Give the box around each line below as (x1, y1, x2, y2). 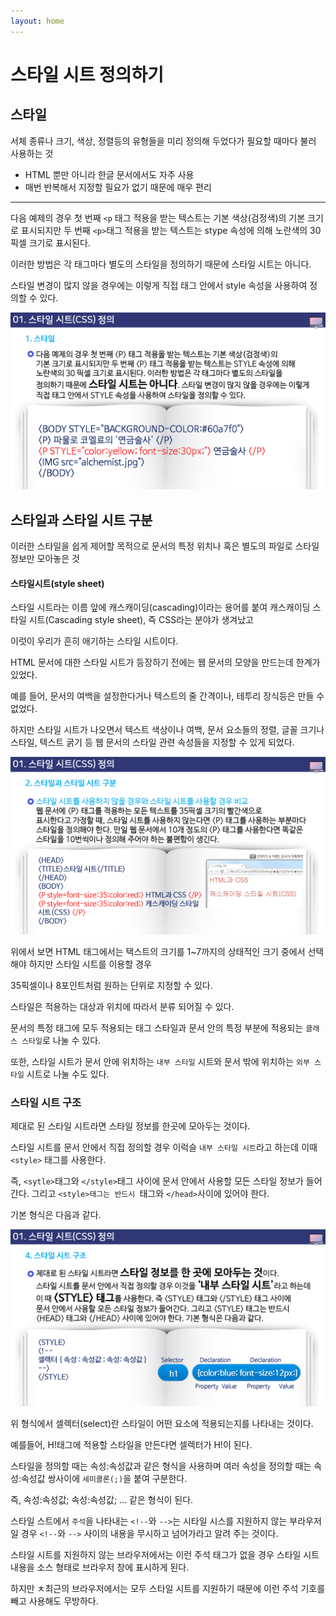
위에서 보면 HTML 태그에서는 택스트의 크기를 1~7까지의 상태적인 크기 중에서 (10, 945, 306, 957)
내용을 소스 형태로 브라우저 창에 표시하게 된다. (10, 1561, 190, 1574)
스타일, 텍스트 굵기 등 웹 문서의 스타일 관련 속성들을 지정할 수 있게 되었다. (10, 736, 295, 749)
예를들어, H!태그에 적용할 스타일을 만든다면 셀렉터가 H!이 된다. (10, 1439, 253, 1451)
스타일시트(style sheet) (10, 577, 105, 589)
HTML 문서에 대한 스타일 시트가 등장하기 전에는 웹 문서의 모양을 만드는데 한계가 (10, 656, 321, 669)
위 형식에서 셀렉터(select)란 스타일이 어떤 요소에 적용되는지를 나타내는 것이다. (10, 1418, 314, 1430)
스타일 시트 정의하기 (10, 63, 165, 86)
